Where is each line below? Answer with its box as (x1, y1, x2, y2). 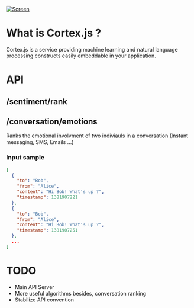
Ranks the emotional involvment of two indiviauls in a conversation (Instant (6, 132, 188, 139)
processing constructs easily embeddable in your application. (6, 52, 157, 59)
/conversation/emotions (6, 116, 98, 127)
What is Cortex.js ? (6, 27, 102, 40)
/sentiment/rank (6, 97, 68, 107)
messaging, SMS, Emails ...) (6, 139, 74, 146)
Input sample (6, 153, 45, 162)
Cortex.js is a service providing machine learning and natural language (6, 46, 179, 53)
